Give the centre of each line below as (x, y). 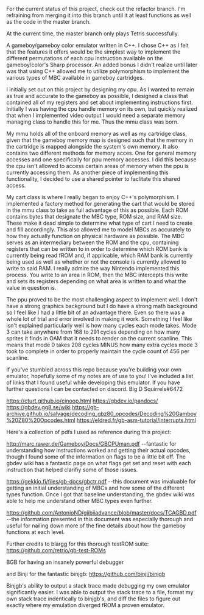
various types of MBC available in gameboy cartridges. (75, 78)
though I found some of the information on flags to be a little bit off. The (96, 457)
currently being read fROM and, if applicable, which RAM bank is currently (100, 255)
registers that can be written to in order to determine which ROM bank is (97, 249)
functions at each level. (36, 532)
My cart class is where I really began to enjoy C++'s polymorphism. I (93, 197)
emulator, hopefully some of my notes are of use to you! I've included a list (100, 376)
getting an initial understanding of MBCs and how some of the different (95, 488)
